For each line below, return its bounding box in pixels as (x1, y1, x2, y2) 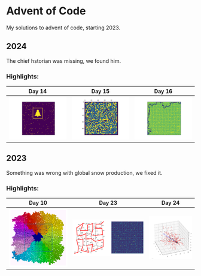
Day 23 (99, 199, 118, 207)
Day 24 (161, 199, 180, 207)
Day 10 (29, 199, 47, 207)
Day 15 (91, 87, 110, 95)
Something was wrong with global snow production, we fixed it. (6, 169, 163, 176)
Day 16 (154, 87, 173, 95)
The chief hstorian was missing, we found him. (6, 57, 121, 64)
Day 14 (28, 87, 47, 95)
